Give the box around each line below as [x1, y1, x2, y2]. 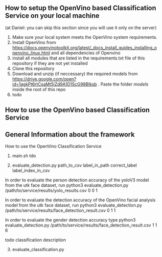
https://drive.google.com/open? [12, 76, 77, 82]
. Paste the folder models [97, 81, 148, 87]
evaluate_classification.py [12, 247, 65, 253]
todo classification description [5, 237, 66, 243]
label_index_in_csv [12, 168, 50, 173]
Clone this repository [12, 65, 55, 71]
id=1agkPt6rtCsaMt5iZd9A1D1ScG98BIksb [12, 81, 97, 87]
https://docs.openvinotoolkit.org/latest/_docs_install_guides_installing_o [12, 44, 158, 51]
